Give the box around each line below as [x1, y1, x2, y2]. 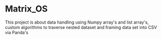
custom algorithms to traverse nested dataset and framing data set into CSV [5, 24, 157, 30]
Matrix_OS [5, 3, 48, 14]
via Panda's [5, 29, 29, 35]
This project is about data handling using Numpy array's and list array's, [5, 19, 149, 25]
